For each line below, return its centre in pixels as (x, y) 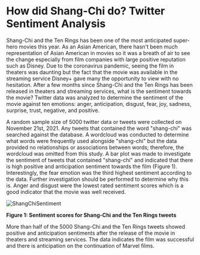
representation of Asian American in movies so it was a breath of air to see (98, 53)
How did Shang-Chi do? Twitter (86, 11)
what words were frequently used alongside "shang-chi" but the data (92, 141)
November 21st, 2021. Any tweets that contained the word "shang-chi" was (99, 128)
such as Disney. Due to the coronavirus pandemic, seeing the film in (90, 66)
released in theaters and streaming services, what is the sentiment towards (99, 91)
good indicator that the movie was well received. (66, 192)
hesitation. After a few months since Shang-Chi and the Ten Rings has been (100, 84)
